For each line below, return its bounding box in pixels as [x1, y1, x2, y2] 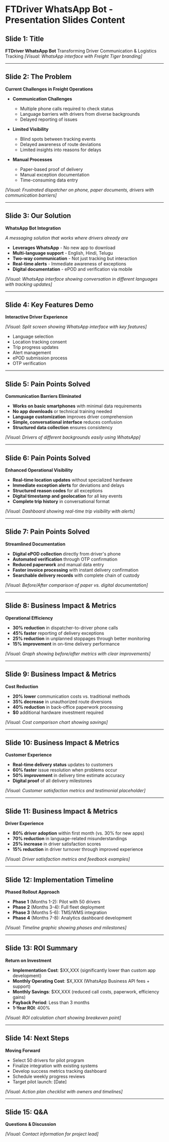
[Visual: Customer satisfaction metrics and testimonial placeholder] [5, 788, 146, 794]
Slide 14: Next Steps [5, 1034, 69, 1042]
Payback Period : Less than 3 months [12, 999, 90, 1006]
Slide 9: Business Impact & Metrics [5, 670, 117, 678]
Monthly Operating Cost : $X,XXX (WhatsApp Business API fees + [12, 978, 150, 984]
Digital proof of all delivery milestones [12, 778, 92, 784]
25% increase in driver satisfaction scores [12, 841, 102, 847]
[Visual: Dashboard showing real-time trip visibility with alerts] [5, 508, 135, 514]
